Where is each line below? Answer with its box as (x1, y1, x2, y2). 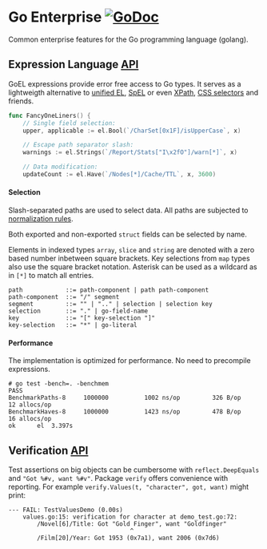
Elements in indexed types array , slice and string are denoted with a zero (8, 245, 255, 255)
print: (8, 490, 26, 500)
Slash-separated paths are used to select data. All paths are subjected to (8, 205, 249, 216)
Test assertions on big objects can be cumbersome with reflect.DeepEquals (8, 465, 260, 474)
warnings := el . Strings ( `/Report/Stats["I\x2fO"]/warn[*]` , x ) (22, 148, 238, 156)
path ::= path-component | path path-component (8, 286, 209, 294)
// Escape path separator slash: (22, 141, 134, 149)
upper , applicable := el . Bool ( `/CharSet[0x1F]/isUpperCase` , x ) (22, 127, 241, 135)
